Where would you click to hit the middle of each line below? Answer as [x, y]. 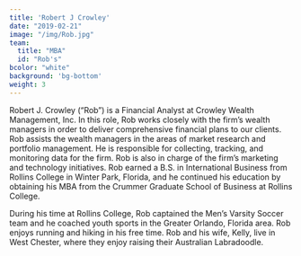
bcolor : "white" [40, 68]
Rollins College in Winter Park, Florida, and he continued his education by [145, 177]
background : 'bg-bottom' [56, 76]
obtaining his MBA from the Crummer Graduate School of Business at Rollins [151, 186]
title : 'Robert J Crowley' [60, 18]
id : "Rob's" [40, 59]
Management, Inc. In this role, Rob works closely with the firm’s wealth [140, 119]
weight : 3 [28, 84]
